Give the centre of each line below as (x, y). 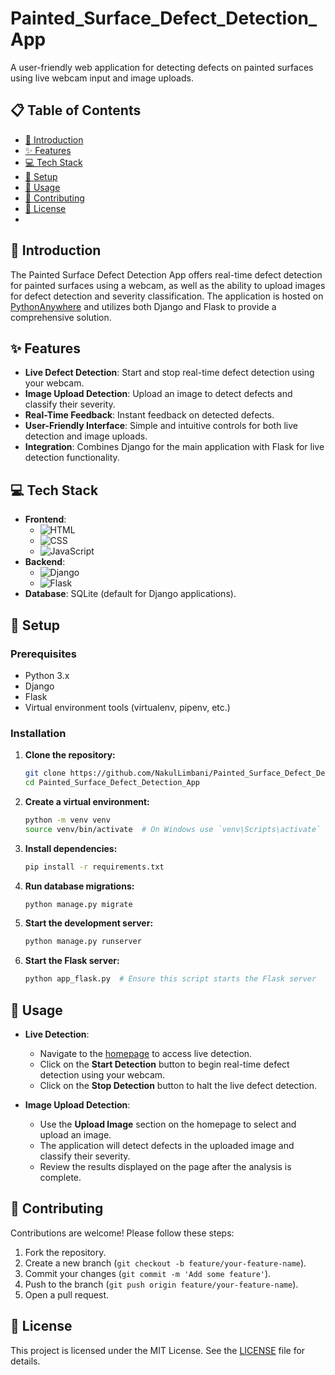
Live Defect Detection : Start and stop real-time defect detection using (169, 373)
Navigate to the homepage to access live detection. (146, 1053)
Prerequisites (43, 654)
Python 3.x (47, 675)
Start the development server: (89, 923)
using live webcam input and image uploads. (102, 78)
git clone (45, 773)
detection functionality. (72, 458)
